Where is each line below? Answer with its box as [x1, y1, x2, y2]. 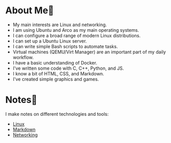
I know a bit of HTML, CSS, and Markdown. [12, 70, 104, 76]
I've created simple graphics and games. [12, 76, 99, 82]
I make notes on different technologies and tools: [5, 111, 109, 117]
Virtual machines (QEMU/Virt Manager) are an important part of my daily [12, 49, 166, 55]
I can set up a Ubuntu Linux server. [12, 38, 87, 44]
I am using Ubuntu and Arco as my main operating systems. [12, 27, 140, 33]
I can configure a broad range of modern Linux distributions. [12, 32, 141, 38]
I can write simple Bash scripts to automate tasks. [12, 43, 118, 49]
